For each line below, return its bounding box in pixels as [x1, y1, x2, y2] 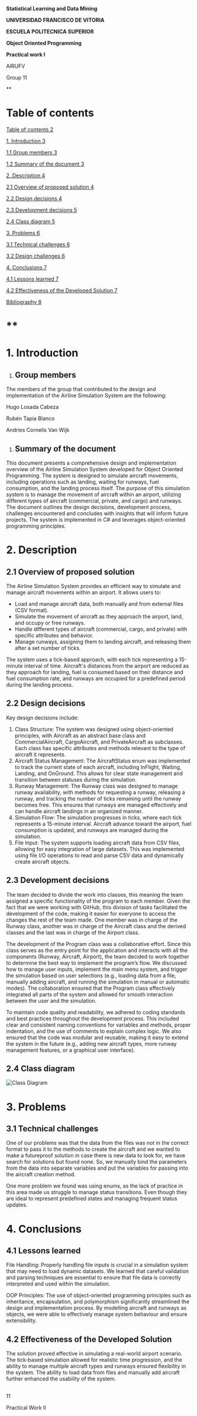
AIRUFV [6, 62, 25, 69]
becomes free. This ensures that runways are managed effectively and [14, 801, 188, 808]
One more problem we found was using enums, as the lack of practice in [6, 1182, 183, 1189]
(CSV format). [14, 607, 49, 614]
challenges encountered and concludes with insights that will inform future [6, 510, 188, 517]
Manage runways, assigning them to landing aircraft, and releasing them [14, 638, 191, 645]
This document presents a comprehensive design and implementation [6, 459, 176, 466]
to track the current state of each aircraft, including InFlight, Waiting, [14, 763, 182, 770]
